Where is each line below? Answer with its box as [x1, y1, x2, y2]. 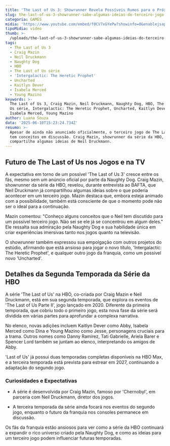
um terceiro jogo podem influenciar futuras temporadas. [5, 435, 122, 441]
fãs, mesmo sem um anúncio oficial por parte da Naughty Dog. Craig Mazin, [5, 176, 164, 183]
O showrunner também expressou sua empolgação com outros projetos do [5, 239, 162, 245]
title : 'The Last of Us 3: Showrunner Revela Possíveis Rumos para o [5, 7, 155, 13]
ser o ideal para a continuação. [5, 203, 70, 209]
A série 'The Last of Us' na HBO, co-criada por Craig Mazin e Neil [5, 291, 142, 297]
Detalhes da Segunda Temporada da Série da [5, 270, 150, 279]
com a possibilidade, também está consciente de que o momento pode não [5, 198, 162, 204]
